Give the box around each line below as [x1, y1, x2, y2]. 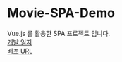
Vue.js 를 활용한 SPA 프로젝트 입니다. [7, 29, 111, 37]
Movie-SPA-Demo [7, 5, 115, 21]
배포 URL [7, 46, 33, 55]
